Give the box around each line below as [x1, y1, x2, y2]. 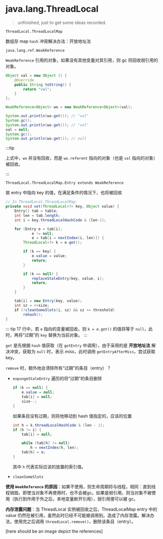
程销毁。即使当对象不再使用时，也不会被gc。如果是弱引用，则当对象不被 [5, 490, 152, 495]
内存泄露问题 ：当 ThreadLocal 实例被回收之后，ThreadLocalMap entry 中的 [5, 506, 158, 512]
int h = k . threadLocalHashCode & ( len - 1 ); [12, 423, 105, 427]
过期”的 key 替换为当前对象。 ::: [24, 332, 87, 338]
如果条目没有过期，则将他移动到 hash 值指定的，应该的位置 [12, 413, 132, 419]
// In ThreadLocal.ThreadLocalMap [5, 200, 76, 204]
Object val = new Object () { [5, 73, 67, 78]
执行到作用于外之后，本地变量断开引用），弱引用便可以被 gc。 [14, 495, 138, 502]
